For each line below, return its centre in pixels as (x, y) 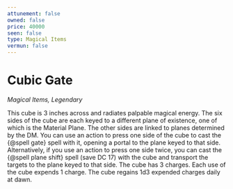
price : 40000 (26, 26)
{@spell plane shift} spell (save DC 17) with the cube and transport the (108, 157)
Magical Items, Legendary (45, 99)
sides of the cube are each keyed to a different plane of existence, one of (112, 120)
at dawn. (20, 179)
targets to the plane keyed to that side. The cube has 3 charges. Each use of (116, 165)
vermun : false (28, 46)
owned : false (26, 20)
